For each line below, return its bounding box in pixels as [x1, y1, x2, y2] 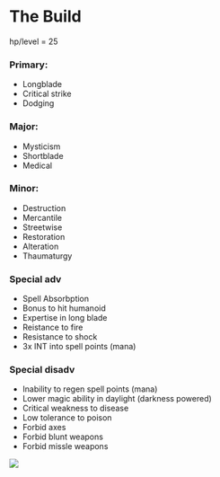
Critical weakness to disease [22, 402, 129, 414]
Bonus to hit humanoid [22, 303, 106, 314]
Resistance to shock [22, 331, 98, 342]
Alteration [22, 241, 59, 252]
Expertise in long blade [22, 313, 108, 323]
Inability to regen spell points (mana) [22, 384, 158, 394]
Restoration [22, 231, 66, 242]
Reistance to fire [22, 322, 84, 333]
